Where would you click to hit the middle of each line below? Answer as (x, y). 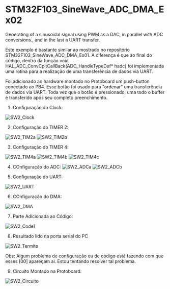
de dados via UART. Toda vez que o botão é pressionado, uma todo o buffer (85, 92)
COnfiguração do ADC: (37, 166)
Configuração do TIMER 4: (40, 147)
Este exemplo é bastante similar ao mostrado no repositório (67, 50)
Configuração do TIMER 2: (40, 127)
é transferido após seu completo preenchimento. (56, 98)
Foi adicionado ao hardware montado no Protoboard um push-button (78, 81)
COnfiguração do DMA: (37, 196)
